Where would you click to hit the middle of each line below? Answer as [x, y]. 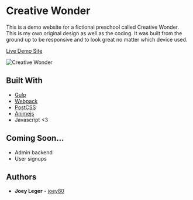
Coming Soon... [35, 138]
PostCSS [25, 107]
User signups [30, 158]
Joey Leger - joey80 [39, 191]
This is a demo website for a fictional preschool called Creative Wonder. [93, 27]
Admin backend [33, 152]
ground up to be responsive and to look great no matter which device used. [97, 39]
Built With [24, 81]
